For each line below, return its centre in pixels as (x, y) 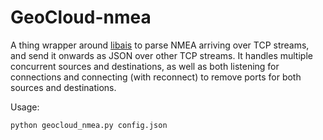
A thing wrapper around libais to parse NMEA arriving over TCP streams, (160, 45)
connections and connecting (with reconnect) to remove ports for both (156, 77)
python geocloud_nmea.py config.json (89, 125)
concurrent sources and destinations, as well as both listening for (145, 66)
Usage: (25, 107)
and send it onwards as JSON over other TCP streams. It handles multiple (161, 55)
